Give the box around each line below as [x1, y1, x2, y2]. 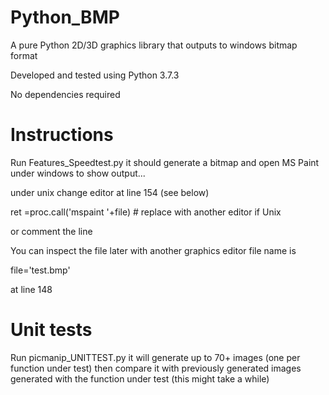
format [10, 49, 38, 61]
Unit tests [10, 319, 93, 341]
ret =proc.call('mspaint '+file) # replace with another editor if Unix [10, 206, 282, 218]
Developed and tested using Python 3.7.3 [10, 69, 180, 81]
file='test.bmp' [10, 264, 71, 276]
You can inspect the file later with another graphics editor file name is [10, 244, 297, 256]
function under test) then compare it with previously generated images [10, 362, 302, 374]
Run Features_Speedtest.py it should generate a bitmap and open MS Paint [10, 156, 320, 168]
